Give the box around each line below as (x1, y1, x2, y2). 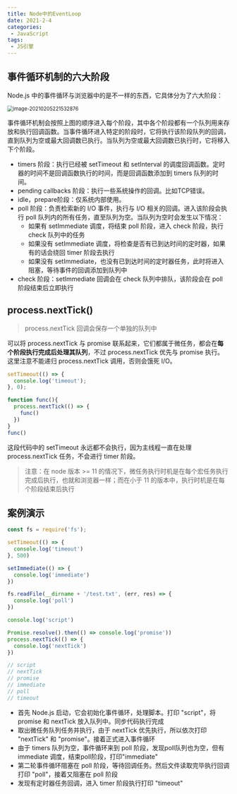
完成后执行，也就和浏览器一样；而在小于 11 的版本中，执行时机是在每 (24, 476, 226, 484)
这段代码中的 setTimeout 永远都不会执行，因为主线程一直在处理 (7, 443, 192, 452)
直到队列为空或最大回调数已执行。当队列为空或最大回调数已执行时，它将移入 (7, 136, 230, 145)
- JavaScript (10, 30, 49, 37)
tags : (7, 37, 23, 44)
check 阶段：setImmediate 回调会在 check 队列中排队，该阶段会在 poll (17, 275, 224, 283)
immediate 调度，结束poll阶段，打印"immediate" (17, 752, 159, 761)
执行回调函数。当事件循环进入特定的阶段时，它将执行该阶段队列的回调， (19, 127, 230, 136)
